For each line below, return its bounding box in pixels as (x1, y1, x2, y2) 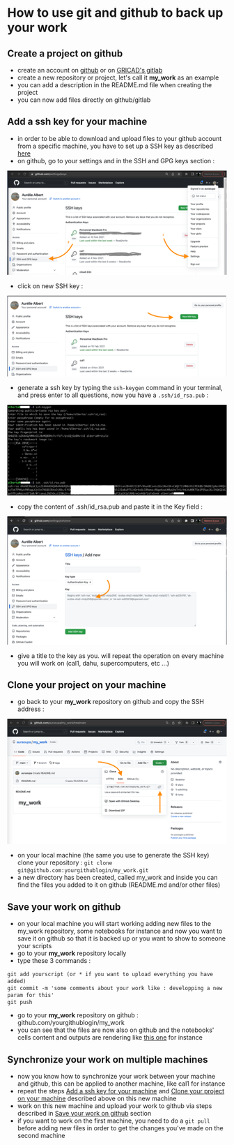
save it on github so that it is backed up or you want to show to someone (17, 934, 226, 943)
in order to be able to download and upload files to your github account (17, 134, 222, 142)
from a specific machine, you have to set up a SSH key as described (17, 142, 214, 150)
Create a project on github (7, 47, 123, 59)
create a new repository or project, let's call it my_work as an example (17, 73, 219, 82)
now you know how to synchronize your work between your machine (17, 1072, 216, 1080)
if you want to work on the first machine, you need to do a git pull (17, 1116, 210, 1125)
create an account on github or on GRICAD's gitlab (17, 66, 163, 74)
